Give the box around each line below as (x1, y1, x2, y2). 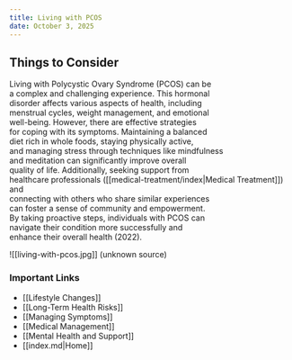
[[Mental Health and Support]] (22, 330, 135, 341)
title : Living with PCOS (9, 13, 102, 22)
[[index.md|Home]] (22, 339, 93, 351)
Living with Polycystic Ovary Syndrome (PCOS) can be (9, 78, 212, 90)
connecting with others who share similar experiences (9, 193, 210, 204)
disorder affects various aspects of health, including (9, 98, 202, 109)
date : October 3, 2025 (9, 22, 94, 31)
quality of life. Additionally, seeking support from (9, 165, 190, 175)
